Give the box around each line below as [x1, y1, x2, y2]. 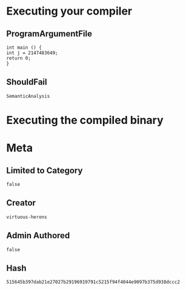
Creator [6, 198, 36, 208]
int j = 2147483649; [6, 50, 59, 56]
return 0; [6, 55, 32, 61]
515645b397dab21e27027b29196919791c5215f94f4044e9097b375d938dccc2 [6, 279, 181, 285]
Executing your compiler [6, 4, 132, 18]
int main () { [6, 44, 42, 50]
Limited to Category [6, 165, 83, 176]
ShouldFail [6, 77, 47, 88]
